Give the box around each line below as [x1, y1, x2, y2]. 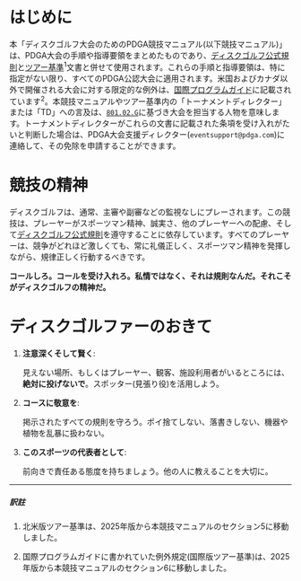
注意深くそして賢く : [21, 348, 96, 359]
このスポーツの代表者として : [21, 447, 127, 458]
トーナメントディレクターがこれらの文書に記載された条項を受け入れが [23, 118, 283, 129]
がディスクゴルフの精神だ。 [9, 282, 111, 293]
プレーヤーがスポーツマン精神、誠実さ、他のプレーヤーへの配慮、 [32, 218, 276, 229]
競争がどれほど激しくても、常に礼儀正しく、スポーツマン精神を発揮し [32, 241, 291, 251]
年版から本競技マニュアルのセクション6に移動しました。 [21, 562, 232, 574]
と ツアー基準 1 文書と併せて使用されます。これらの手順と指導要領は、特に [17, 59, 286, 72]
